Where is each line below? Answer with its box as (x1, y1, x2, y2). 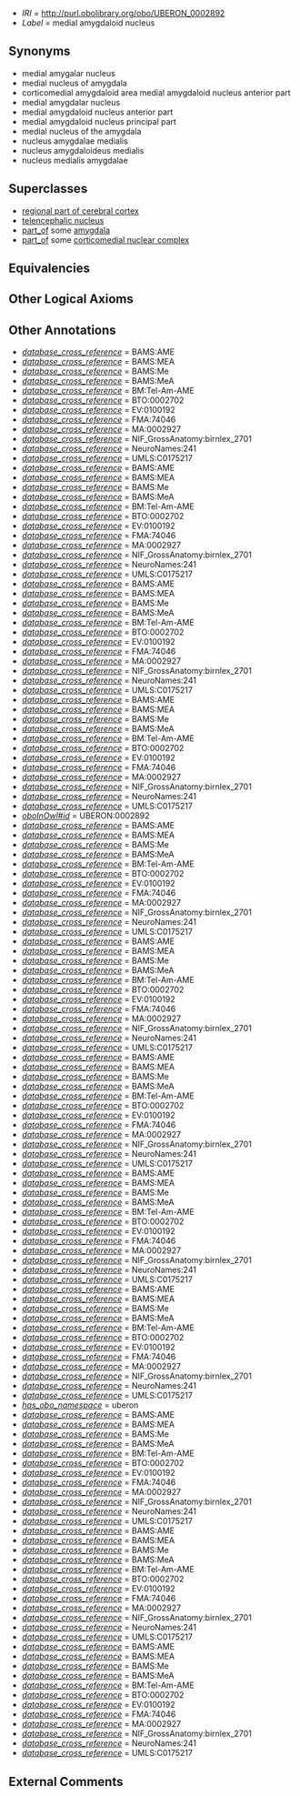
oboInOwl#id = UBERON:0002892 (21, 810, 150, 821)
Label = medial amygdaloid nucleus (21, 17, 155, 28)
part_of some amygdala (21, 225, 111, 236)
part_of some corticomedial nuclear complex (21, 234, 190, 245)
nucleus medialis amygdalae (21, 155, 128, 166)
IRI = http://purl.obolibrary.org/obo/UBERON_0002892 (21, 8, 225, 18)
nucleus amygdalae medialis (21, 135, 128, 146)
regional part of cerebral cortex (21, 205, 140, 216)
